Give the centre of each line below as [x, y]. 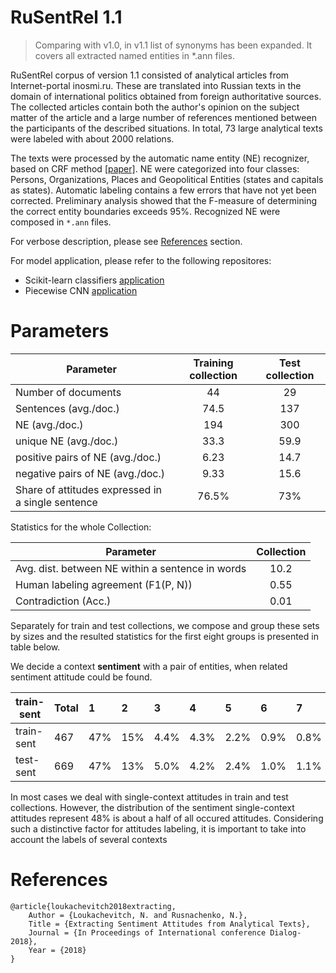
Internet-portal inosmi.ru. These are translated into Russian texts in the [156, 85]
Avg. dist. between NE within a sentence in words [131, 568]
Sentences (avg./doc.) [67, 408]
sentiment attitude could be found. [81, 677]
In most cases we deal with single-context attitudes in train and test [149, 797]
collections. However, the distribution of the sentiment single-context [152, 807]
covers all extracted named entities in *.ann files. [135, 55]
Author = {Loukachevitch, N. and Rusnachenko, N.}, [138, 915]
